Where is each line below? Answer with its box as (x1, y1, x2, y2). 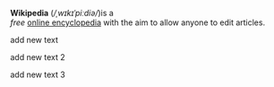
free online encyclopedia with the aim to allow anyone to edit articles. (10, 17, 266, 28)
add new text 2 (10, 52, 65, 62)
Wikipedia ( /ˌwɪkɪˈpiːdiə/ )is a (10, 8, 115, 18)
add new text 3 (10, 69, 65, 80)
